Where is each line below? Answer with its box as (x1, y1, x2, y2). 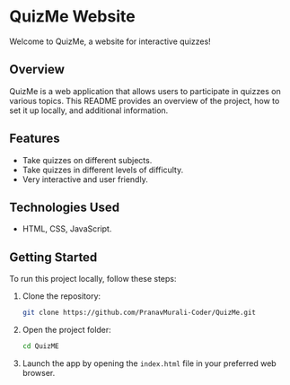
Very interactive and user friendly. (22, 173, 148, 185)
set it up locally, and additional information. (9, 105, 169, 116)
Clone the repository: (22, 291, 101, 302)
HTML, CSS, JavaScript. (22, 223, 112, 234)
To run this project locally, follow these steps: (9, 274, 177, 284)
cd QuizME (22, 342, 60, 351)
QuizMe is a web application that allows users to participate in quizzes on (9, 85, 281, 96)
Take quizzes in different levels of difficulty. (22, 164, 184, 175)
